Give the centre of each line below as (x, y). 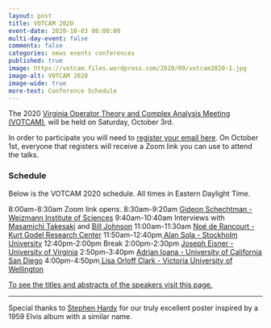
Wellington (26, 269)
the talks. (23, 155)
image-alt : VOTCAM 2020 (48, 76)
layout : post (30, 16)
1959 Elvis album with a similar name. (70, 316)
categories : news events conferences (72, 53)
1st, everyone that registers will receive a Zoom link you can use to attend (130, 147)
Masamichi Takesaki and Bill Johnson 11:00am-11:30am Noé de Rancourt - (132, 226)
